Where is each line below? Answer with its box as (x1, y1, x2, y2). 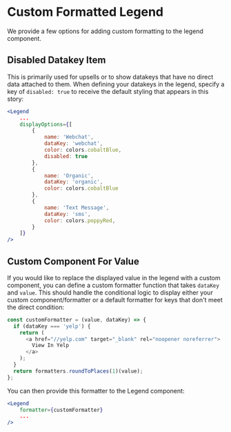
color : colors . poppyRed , (43, 217, 116, 224)
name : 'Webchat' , (43, 134, 94, 141)
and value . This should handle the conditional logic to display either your (7, 288, 214, 297)
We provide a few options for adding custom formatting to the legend (7, 27, 203, 35)
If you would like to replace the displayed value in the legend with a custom (7, 273, 221, 282)
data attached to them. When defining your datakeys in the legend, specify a (7, 80, 225, 88)
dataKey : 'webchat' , (43, 140, 103, 147)
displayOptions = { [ (19, 121, 72, 128)
